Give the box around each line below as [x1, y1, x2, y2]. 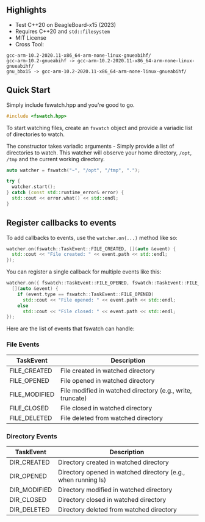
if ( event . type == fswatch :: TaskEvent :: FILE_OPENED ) [17, 291, 154, 297]
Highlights [6, 5, 47, 15]
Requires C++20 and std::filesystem [15, 27, 110, 35]
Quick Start [6, 85, 51, 95]
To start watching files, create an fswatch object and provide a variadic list [6, 124, 193, 131]
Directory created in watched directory [57, 458, 169, 466]
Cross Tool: [15, 40, 45, 48]
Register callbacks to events [6, 218, 117, 228]
